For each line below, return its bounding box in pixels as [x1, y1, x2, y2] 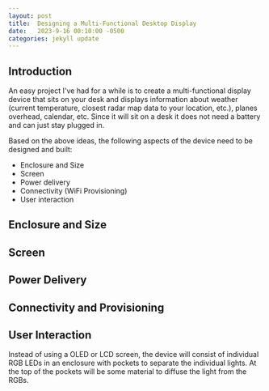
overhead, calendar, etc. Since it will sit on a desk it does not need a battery [8, 112, 261, 121]
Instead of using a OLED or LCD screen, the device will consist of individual [8, 350, 259, 359]
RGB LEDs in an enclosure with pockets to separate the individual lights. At [8, 358, 257, 368]
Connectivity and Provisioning [8, 300, 165, 314]
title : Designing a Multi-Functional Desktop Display [8, 19, 197, 28]
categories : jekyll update [8, 34, 99, 43]
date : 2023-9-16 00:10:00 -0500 [8, 27, 125, 35]
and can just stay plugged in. [8, 121, 105, 130]
